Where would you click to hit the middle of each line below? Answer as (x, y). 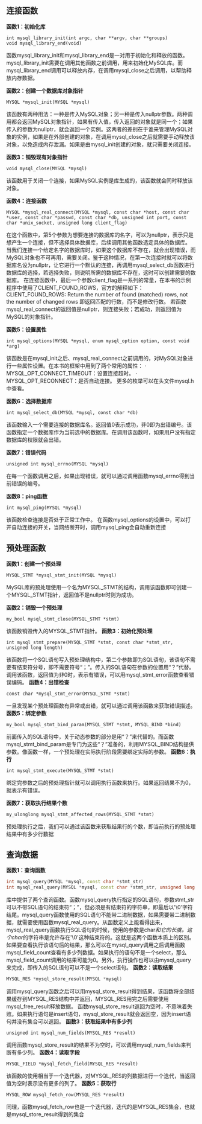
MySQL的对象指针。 (31, 316)
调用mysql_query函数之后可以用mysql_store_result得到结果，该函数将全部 (98, 991)
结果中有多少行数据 (30, 834)
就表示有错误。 (25, 790)
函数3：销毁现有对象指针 (37, 157)
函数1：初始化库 (26, 27)
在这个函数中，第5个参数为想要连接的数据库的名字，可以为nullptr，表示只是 (100, 235)
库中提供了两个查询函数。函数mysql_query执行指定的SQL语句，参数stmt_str (100, 900)
